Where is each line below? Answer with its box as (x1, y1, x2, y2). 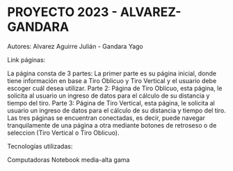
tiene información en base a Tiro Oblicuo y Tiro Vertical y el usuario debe (7, 76, 217, 84)
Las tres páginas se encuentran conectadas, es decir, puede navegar (7, 113, 205, 122)
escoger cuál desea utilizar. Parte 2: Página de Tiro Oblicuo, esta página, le (7, 84, 223, 92)
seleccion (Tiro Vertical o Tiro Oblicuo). (7, 128, 120, 137)
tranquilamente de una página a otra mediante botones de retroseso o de (7, 121, 217, 129)
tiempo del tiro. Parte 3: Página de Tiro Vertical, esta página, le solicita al (7, 98, 216, 107)
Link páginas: (7, 55, 46, 64)
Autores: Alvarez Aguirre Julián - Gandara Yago (7, 42, 144, 50)
